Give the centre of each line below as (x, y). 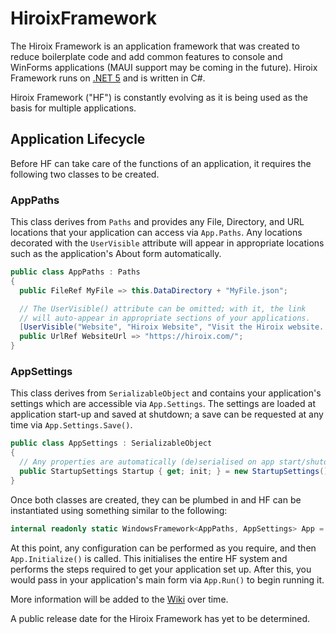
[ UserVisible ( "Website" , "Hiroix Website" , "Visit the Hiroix (151, 327)
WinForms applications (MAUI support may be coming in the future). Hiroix (164, 67)
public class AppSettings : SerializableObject (111, 443)
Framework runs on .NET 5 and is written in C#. (108, 78)
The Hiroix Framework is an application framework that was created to (155, 46)
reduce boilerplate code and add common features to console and (146, 56)
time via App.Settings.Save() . (71, 425)
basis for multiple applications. (73, 108)
